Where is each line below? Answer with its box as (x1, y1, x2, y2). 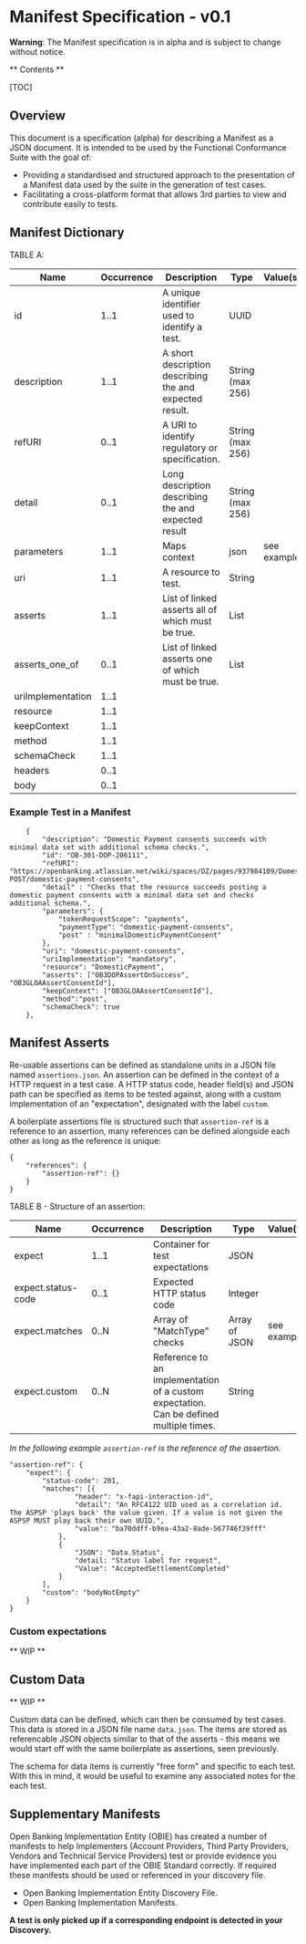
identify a (162, 320, 203, 333)
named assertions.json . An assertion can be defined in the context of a (9, 1069, 280, 1080)
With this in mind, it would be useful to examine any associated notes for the (9, 1770, 296, 1781)
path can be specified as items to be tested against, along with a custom (9, 1088, 281, 1099)
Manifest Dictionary (9, 225, 125, 241)
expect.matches (14, 1325, 83, 1337)
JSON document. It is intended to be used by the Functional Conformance (9, 141, 287, 152)
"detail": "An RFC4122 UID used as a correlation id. (74, 1500, 283, 1509)
